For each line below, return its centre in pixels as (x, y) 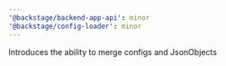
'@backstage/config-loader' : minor (75, 26)
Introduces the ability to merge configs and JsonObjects (113, 52)
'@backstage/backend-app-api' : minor (79, 18)
